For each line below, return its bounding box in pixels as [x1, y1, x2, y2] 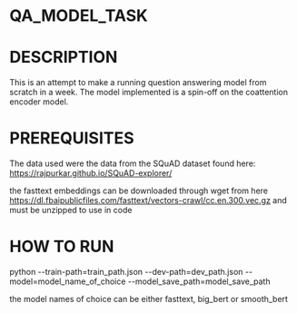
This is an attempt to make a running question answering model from [9, 77, 267, 88]
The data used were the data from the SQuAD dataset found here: [9, 158, 256, 169]
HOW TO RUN [9, 237, 114, 257]
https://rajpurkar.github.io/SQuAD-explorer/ [9, 168, 173, 179]
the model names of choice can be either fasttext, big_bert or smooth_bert [9, 294, 289, 304]
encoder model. [9, 96, 69, 107]
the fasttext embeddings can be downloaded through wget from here [9, 185, 268, 196]
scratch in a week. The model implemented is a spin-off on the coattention [9, 87, 289, 98]
